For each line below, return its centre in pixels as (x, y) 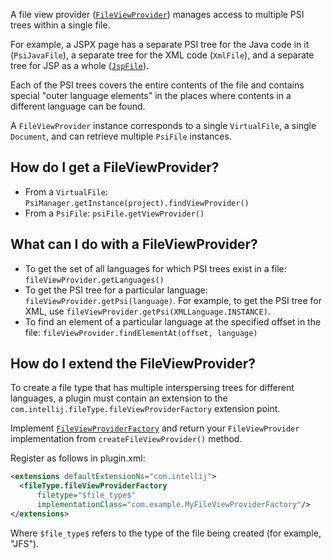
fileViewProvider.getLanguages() (94, 280)
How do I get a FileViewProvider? (115, 167)
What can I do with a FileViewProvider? (134, 244)
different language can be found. (78, 106)
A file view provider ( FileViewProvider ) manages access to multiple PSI (157, 14)
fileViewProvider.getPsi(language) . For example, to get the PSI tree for (173, 300)
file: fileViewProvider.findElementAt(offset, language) (141, 332)
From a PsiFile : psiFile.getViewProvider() (114, 213)
